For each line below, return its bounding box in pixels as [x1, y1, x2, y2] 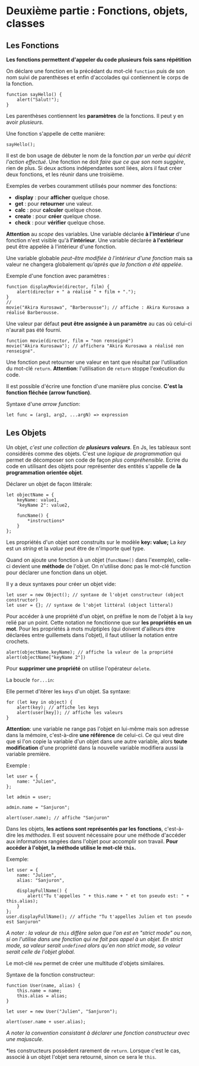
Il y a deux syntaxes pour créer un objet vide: [6, 580, 117, 587]
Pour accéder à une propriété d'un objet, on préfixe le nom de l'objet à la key [6, 612, 193, 620]
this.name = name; [17, 988, 62, 994]
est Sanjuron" [6, 918, 41, 925]
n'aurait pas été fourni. [6, 326, 62, 333]
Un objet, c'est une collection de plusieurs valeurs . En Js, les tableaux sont [6, 443, 191, 451]
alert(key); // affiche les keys [17, 704, 99, 710]
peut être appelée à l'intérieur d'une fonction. [6, 243, 117, 250]
